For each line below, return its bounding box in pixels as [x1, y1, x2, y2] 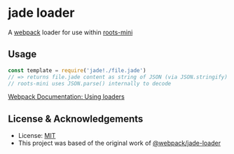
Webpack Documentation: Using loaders [8, 92, 125, 101]
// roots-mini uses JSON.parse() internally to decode [8, 80, 172, 87]
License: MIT [18, 132, 56, 140]
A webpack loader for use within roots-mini [8, 28, 133, 36]
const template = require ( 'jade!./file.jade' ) [8, 66, 146, 74]
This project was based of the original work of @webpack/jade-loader [18, 139, 221, 148]
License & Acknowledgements [8, 113, 144, 125]
